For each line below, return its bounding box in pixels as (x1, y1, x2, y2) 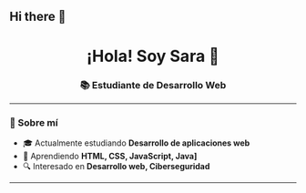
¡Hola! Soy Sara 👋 (86, 46, 220, 66)
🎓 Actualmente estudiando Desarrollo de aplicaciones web (22, 137, 250, 148)
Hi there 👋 (9, 9, 66, 25)
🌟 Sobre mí (9, 116, 58, 128)
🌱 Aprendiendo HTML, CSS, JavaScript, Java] (22, 151, 198, 162)
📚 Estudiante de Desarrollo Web (79, 78, 227, 91)
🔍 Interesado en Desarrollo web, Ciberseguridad (22, 161, 210, 172)
